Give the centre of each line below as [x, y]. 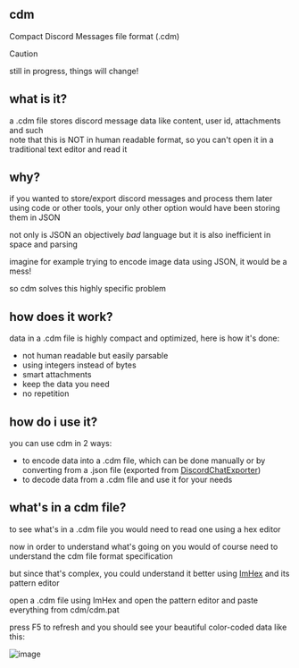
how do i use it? [54, 422]
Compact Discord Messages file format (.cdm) [95, 36]
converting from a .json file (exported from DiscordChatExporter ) [141, 470]
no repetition [46, 393]
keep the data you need [66, 385]
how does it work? [61, 317]
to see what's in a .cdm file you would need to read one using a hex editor [145, 529]
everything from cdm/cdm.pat [64, 609]
